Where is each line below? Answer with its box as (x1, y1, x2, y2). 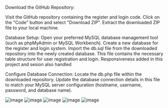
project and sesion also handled (5, 62, 72, 67)
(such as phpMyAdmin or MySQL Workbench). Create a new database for (5, 40, 158, 46)
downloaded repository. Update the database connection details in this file (5, 77, 160, 82)
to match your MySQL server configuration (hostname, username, (5, 82, 142, 88)
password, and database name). (5, 87, 72, 93)
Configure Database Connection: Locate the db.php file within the (5, 71, 142, 77)
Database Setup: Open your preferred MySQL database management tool (5, 35, 158, 40)
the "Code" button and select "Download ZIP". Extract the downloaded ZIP (5, 20, 160, 25)
